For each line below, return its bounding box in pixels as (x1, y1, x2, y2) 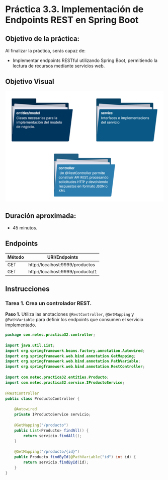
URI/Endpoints (47, 254, 78, 260)
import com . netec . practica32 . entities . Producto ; (5, 375, 109, 380)
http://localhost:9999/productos (28, 261, 96, 268)
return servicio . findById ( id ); (23, 460, 89, 465)
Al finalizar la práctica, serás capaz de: (5, 48, 86, 53)
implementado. (5, 322, 36, 328)
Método (7, 254, 24, 260)
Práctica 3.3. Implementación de (5, 4, 144, 15)
